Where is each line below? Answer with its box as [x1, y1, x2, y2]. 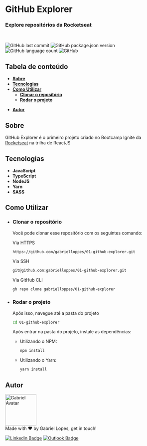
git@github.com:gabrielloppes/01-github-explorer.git [12, 268, 127, 273]
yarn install [19, 367, 47, 372]
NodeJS [12, 178, 30, 184]
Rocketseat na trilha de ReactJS [5, 140, 71, 146]
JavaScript [12, 167, 36, 173]
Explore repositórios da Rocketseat [5, 22, 92, 29]
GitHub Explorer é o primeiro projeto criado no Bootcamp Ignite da [5, 134, 142, 141]
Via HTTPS [12, 240, 35, 246]
